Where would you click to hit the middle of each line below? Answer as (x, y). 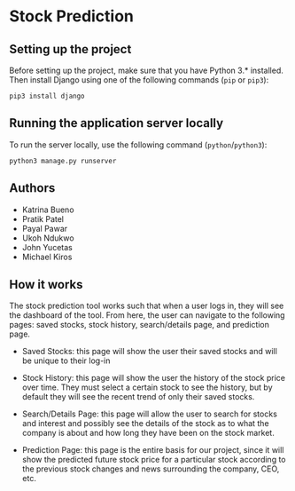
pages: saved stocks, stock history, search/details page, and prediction (140, 325)
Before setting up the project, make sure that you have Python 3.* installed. (146, 70)
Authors (32, 188)
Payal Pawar (45, 228)
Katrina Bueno (48, 210)
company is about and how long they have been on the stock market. (148, 433)
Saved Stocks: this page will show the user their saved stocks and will (149, 352)
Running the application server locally (116, 123)
